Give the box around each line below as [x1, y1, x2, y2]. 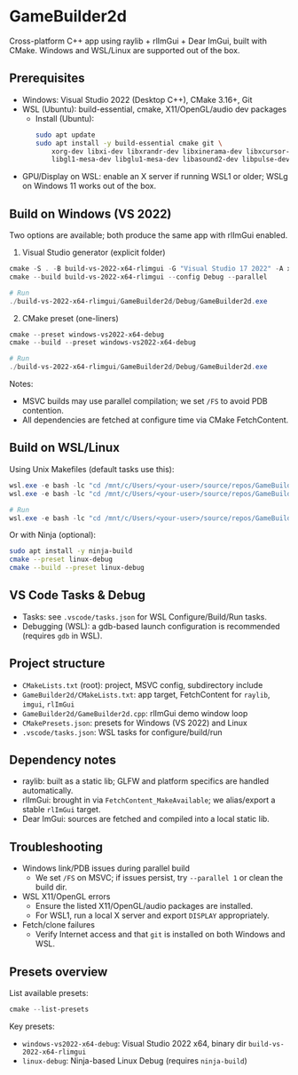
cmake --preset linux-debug [9, 555, 114, 565]
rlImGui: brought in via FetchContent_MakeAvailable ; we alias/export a [21, 794, 276, 805]
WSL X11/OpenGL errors [21, 891, 111, 902]
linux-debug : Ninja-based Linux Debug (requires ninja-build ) [21, 1055, 248, 1066]
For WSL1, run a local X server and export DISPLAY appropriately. [35, 910, 270, 921]
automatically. [21, 786, 74, 796]
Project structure [9, 656, 106, 671]
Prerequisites [9, 71, 85, 86]
